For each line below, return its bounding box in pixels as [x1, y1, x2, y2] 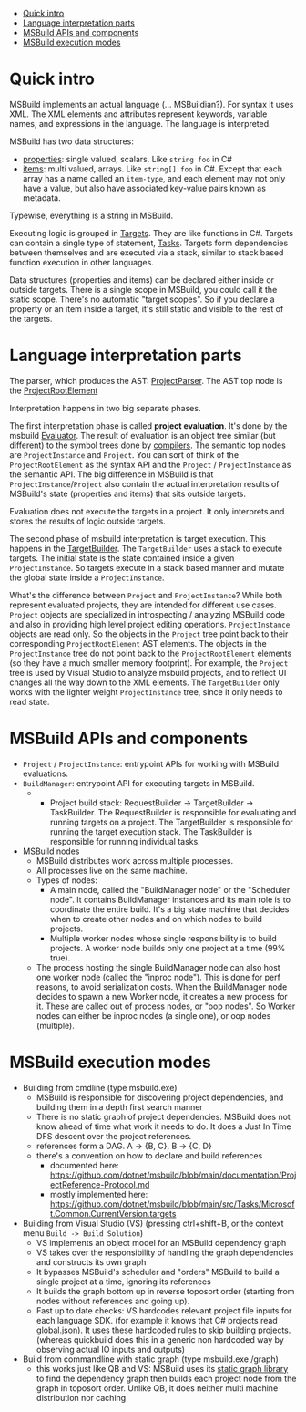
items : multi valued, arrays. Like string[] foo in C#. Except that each [22, 163, 282, 174]
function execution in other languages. [9, 256, 155, 267]
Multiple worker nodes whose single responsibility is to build [49, 932, 277, 943]
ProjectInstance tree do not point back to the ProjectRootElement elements [9, 648, 292, 659]
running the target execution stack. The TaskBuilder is [49, 825, 253, 837]
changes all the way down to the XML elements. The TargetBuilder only [9, 677, 280, 688]
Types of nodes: [36, 875, 98, 886]
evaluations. [22, 768, 68, 779]
